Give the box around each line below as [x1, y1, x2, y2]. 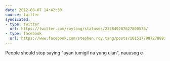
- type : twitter [5, 21, 39, 27]
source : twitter [5, 12, 39, 17]
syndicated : [5, 17, 30, 22]
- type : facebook [5, 31, 42, 36]
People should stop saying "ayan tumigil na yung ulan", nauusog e [5, 49, 143, 56]
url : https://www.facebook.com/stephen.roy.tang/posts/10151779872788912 [10, 36, 168, 41]
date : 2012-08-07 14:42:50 [5, 7, 62, 13]
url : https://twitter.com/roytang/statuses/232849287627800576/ [10, 26, 148, 32]
